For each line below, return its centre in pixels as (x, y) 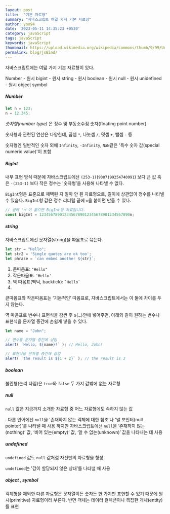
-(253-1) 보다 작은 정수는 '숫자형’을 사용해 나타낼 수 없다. (67, 183)
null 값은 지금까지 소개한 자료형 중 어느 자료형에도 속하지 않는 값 (69, 409)
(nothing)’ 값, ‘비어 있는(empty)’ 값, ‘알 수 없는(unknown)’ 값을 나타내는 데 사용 (84, 432)
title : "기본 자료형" (27, 15)
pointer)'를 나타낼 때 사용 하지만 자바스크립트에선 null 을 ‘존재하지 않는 (75, 426)
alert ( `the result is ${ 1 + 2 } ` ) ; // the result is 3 (65, 359)
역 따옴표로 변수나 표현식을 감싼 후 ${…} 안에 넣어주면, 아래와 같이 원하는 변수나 (83, 315)
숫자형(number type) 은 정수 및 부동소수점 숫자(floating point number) (76, 124)
